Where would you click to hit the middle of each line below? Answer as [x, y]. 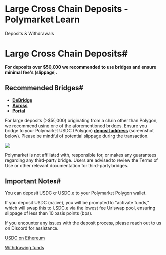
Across [20, 105]
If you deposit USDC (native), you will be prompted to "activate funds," [77, 202]
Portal [19, 111]
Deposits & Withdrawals [29, 33]
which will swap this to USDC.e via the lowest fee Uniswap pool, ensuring [80, 208]
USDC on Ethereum [25, 238]
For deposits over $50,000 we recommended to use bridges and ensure [81, 67]
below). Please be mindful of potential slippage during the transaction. [77, 136]
